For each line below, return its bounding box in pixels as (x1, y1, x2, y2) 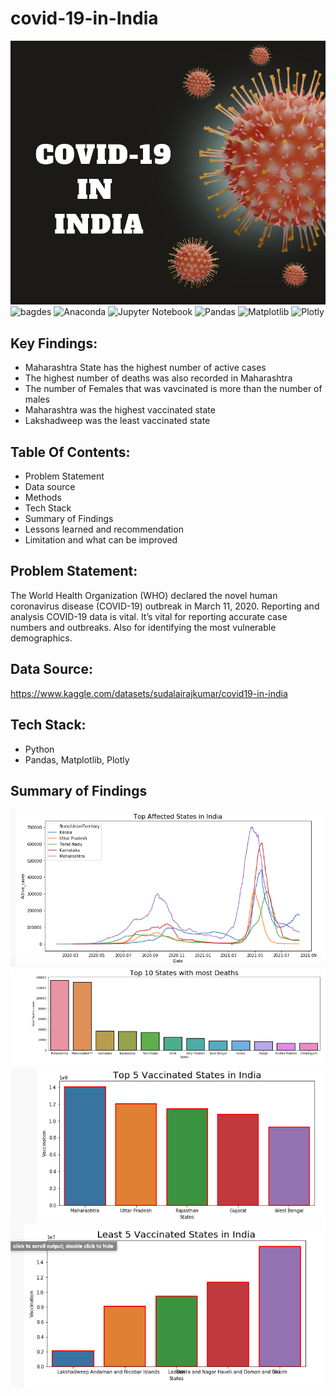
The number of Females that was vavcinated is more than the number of (24, 383, 323, 395)
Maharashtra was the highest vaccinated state (24, 404, 216, 416)
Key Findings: (10, 335, 98, 352)
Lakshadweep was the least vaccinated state (24, 415, 211, 427)
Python (24, 743, 55, 755)
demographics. (10, 632, 73, 644)
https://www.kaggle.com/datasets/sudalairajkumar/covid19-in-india (10, 687, 288, 699)
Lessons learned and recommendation (24, 523, 184, 536)
